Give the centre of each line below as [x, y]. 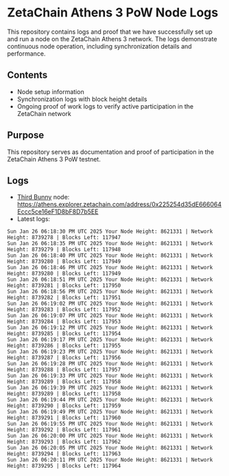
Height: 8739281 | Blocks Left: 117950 [64, 286]
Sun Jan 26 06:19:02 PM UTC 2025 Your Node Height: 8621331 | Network [110, 304]
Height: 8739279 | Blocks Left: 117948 [64, 250]
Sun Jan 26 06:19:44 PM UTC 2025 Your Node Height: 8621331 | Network [110, 400]
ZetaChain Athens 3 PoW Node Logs [113, 13]
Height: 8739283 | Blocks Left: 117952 [64, 310]
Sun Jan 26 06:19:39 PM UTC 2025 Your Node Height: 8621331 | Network [110, 388]
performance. [26, 54]
